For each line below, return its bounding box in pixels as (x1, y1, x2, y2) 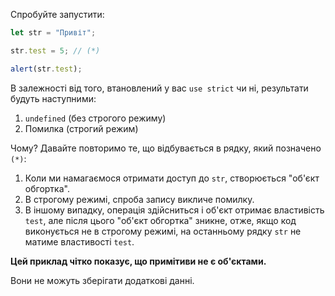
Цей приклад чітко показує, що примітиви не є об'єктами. (10, 255, 267, 267)
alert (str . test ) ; (10, 64, 83, 74)
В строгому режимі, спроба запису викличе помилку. (24, 193, 255, 205)
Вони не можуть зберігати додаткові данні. (10, 274, 195, 286)
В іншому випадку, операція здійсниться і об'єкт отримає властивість (24, 204, 325, 216)
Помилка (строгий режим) (24, 122, 139, 134)
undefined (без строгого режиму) (24, 112, 167, 124)
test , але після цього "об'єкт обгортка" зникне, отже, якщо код (24, 214, 297, 226)
